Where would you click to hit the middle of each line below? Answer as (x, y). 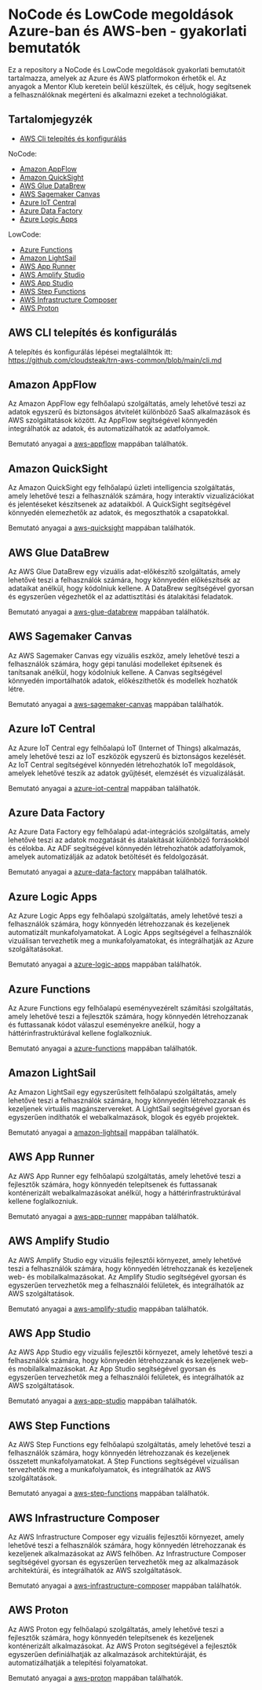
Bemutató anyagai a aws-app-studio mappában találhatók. (103, 1401)
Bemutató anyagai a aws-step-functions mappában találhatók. (109, 1493)
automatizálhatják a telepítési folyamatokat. (78, 1662)
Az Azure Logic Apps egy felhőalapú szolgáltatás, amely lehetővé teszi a (126, 916)
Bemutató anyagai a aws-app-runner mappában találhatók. (104, 1216)
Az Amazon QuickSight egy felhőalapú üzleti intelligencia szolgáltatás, (122, 488)
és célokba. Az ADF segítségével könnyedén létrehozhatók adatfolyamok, (127, 849)
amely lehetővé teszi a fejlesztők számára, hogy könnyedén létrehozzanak (128, 1017)
